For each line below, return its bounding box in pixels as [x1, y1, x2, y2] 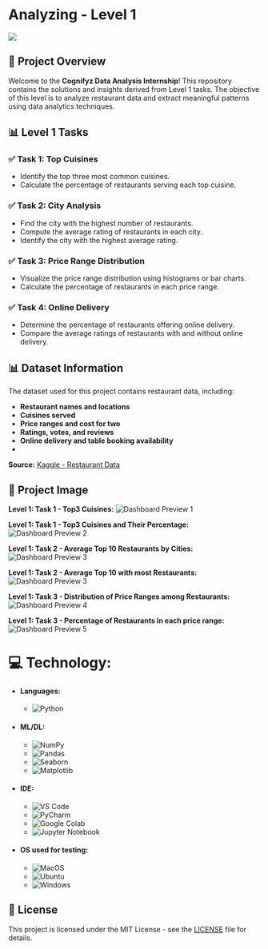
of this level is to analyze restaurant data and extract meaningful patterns [8, 93, 250, 102]
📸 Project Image [8, 483, 89, 496]
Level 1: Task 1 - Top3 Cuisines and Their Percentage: [8, 520, 190, 529]
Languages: [19, 686, 61, 696]
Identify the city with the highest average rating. [19, 235, 178, 245]
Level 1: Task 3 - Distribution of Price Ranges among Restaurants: [8, 592, 230, 601]
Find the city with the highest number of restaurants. [19, 218, 194, 228]
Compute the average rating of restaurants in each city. [19, 226, 202, 237]
